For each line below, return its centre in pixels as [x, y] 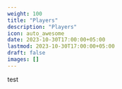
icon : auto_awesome [36, 33]
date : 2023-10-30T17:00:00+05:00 [56, 40]
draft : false [26, 53]
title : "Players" [33, 20]
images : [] [23, 60]
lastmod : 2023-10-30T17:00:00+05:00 [61, 46]
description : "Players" [42, 27]
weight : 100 [25, 14]
